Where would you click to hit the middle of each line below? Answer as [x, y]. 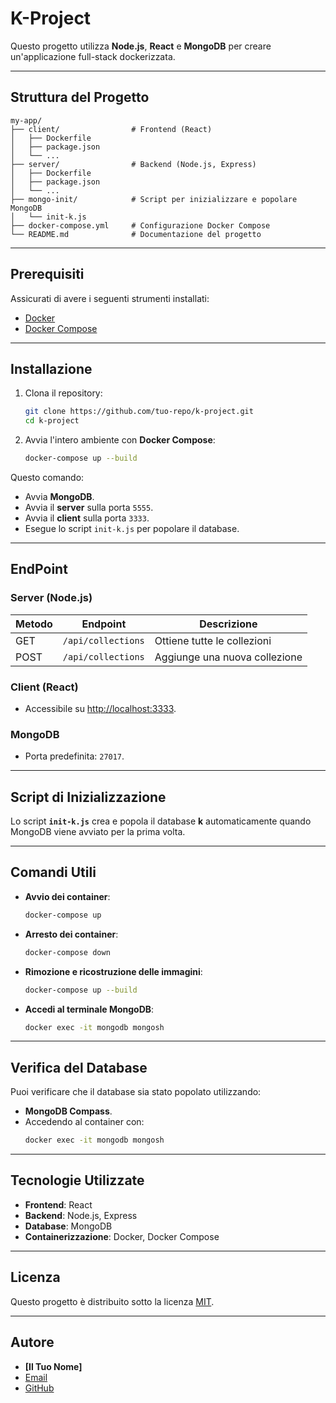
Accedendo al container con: [84, 1122]
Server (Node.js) [51, 598]
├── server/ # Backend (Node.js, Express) [133, 164]
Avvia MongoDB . [59, 496]
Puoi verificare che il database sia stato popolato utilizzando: [136, 1092]
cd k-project [52, 421]
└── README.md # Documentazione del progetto [136, 234]
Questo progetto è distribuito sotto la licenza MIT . [112, 1301]
